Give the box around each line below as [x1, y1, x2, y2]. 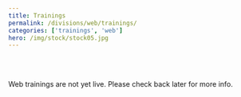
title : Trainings [8, 11, 66, 20]
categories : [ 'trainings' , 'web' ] [8, 26, 124, 34]
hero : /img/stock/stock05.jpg [8, 33, 109, 42]
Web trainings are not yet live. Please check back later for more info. [8, 80, 233, 89]
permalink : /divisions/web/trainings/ [8, 19, 137, 27]
